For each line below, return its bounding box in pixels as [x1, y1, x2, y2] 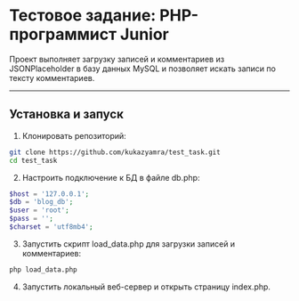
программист [9, 24, 117, 45]
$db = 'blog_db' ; [9, 198, 74, 207]
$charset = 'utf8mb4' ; [9, 223, 93, 232]
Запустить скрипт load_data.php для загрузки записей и [21, 238, 236, 249]
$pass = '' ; [9, 215, 53, 224]
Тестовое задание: [9, 5, 157, 26]
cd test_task [9, 156, 58, 165]
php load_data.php [9, 264, 77, 274]
